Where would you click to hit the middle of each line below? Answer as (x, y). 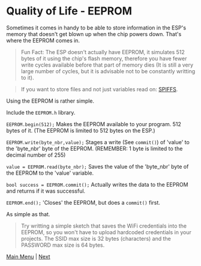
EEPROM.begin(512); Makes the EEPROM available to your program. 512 (94, 124)
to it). (27, 77)
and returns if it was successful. (46, 191)
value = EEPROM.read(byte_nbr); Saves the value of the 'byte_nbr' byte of (97, 166)
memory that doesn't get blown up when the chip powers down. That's (94, 34)
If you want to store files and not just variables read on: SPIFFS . (99, 89)
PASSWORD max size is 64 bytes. (63, 245)
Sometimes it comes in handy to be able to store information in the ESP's (96, 28)
